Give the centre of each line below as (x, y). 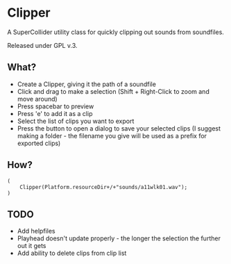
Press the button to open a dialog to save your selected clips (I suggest (119, 128)
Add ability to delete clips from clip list (72, 253)
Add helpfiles (36, 231)
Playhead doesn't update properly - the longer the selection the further (119, 238)
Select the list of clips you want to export (76, 121)
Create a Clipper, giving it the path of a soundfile (86, 84)
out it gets (32, 246)
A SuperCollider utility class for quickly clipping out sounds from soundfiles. (115, 32)
